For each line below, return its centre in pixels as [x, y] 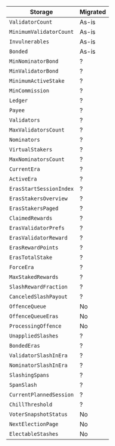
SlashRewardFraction [38, 287]
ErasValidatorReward [38, 238]
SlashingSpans [29, 375]
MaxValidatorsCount [37, 130]
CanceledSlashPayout [38, 297]
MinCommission [29, 91]
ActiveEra [23, 179]
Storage [41, 12]
